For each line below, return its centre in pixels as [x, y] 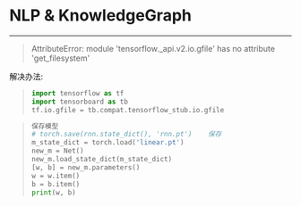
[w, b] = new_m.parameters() [86, 167]
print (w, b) [53, 193]
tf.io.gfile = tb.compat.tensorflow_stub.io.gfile [128, 110]
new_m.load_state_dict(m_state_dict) [102, 160]
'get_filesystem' [60, 58]
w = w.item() [56, 176]
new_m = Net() [57, 151]
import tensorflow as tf [77, 93]
